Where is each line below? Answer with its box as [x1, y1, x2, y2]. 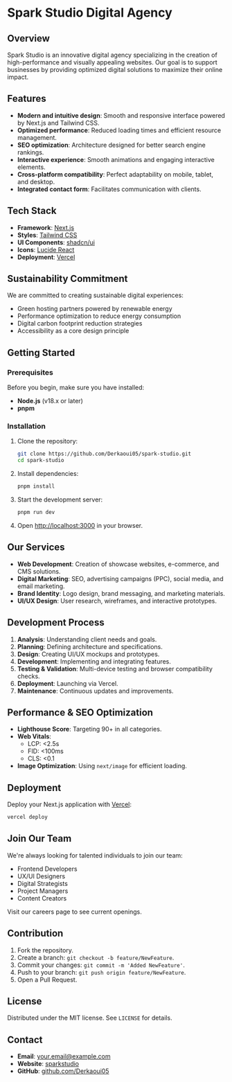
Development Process [7, 617, 105, 628]
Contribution [7, 928, 64, 939]
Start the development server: [17, 495, 103, 504]
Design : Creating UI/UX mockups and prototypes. [17, 650, 160, 658]
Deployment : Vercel [17, 253, 75, 261]
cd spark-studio [17, 457, 64, 464]
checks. [17, 672, 40, 680]
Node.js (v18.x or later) [17, 397, 83, 405]
